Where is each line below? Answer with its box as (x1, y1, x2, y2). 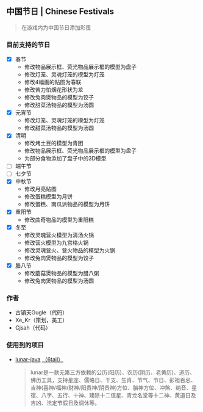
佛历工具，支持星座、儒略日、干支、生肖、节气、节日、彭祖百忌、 (30, 377, 196, 384)
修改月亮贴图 (24, 186, 57, 193)
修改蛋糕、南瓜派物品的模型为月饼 (24, 201, 110, 208)
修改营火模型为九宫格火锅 (24, 239, 89, 246)
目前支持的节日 (6, 40, 51, 49)
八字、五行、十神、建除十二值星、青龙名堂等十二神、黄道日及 (41, 392, 196, 399)
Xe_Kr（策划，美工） (15, 316, 68, 323)
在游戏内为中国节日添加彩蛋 (21, 24, 91, 31)
